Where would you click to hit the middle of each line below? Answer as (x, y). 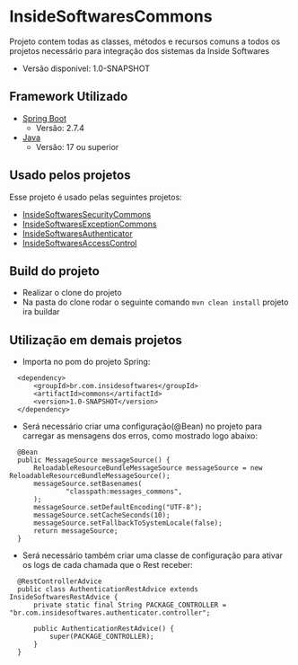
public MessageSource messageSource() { (94, 460)
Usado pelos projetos (70, 176)
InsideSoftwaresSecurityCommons (87, 214)
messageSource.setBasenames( (88, 484)
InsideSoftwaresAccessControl (79, 243)
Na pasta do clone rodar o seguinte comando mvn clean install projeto (155, 302)
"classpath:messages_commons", (124, 492)
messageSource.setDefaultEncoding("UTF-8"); (118, 508)
